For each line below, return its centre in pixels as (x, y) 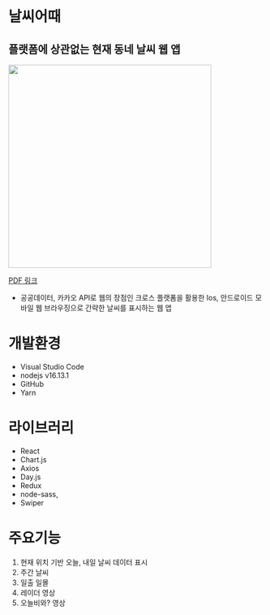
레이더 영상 (38, 592)
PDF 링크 (23, 280)
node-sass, (39, 494)
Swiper (32, 502)
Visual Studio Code (52, 366)
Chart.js (33, 459)
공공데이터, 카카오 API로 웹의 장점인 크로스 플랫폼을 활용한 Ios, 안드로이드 (137, 298)
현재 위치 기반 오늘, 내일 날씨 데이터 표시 (84, 562)
